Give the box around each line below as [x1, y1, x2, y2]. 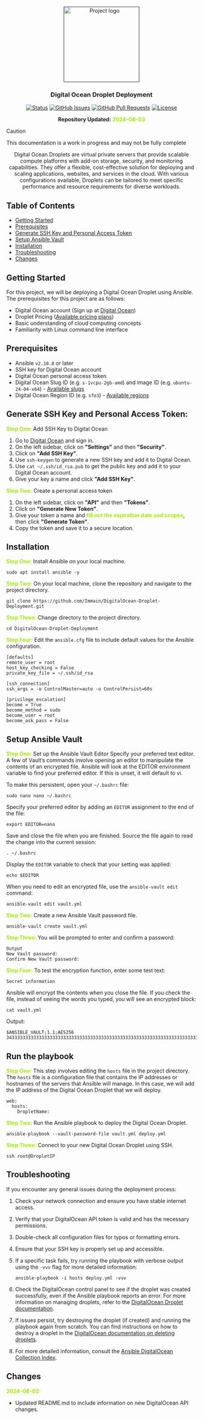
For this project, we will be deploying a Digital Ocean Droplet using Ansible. [6, 288, 193, 296]
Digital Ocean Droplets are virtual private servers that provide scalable [14, 151, 189, 158]
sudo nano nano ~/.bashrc [6, 793, 71, 799]
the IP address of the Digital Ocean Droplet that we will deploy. [6, 1086, 162, 1094]
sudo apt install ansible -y [6, 569, 80, 575]
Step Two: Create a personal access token [6, 487, 113, 494]
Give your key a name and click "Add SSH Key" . [14, 475, 135, 482]
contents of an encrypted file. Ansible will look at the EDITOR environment [6, 763, 190, 770]
